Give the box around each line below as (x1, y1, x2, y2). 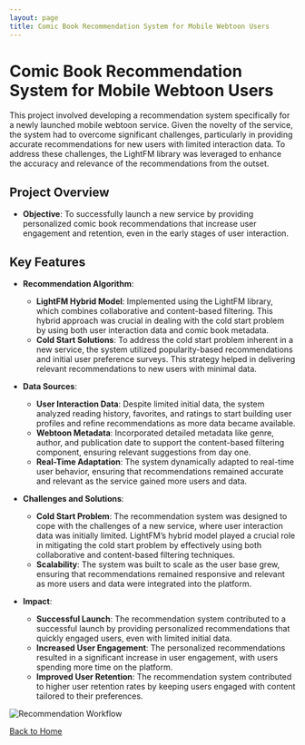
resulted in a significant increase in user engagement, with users (35, 652, 279, 663)
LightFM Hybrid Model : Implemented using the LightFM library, (35, 296, 274, 307)
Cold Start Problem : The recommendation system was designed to (35, 511, 288, 522)
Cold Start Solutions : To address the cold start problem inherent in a (35, 335, 293, 346)
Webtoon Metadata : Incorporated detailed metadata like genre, (35, 427, 274, 438)
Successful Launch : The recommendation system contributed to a (35, 613, 286, 624)
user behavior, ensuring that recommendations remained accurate (35, 466, 284, 477)
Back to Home (9, 726, 63, 737)
